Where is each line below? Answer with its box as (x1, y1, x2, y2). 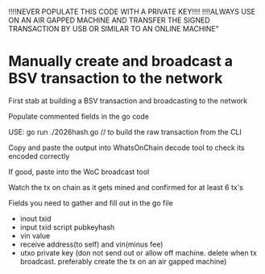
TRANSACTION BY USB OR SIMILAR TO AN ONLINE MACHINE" (8, 24, 219, 33)
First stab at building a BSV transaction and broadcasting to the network (8, 96, 248, 106)
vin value (19, 230, 51, 240)
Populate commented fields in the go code (8, 111, 150, 121)
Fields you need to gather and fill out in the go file (8, 197, 173, 208)
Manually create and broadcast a (8, 52, 234, 71)
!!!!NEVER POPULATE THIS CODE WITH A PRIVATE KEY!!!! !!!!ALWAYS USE (8, 7, 256, 16)
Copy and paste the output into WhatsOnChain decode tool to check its (8, 143, 246, 152)
